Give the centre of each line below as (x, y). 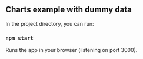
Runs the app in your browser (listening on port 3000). (71, 50)
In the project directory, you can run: (50, 23)
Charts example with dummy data (69, 10)
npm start (19, 38)
